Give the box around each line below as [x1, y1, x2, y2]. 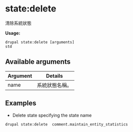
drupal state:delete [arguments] [5, 39, 75, 45]
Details [46, 72, 63, 79]
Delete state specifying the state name [12, 112, 92, 118]
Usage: [5, 30, 21, 36]
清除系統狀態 [5, 20, 31, 26]
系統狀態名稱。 [37, 82, 72, 89]
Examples [5, 99, 36, 108]
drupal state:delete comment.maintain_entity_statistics [5, 122, 128, 127]
